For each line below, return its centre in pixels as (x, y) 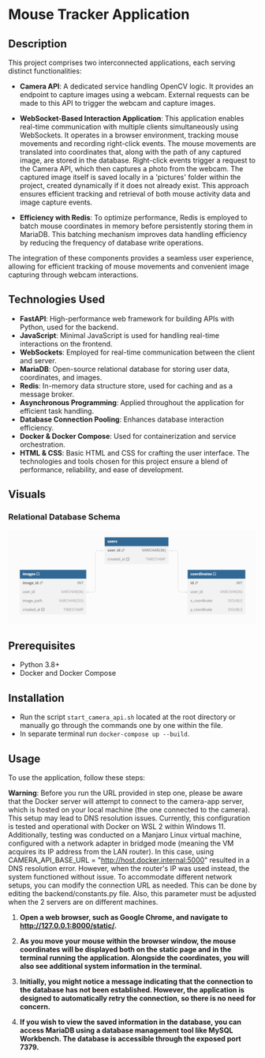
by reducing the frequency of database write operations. (111, 243)
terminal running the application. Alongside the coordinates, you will (134, 958)
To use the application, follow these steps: (77, 777)
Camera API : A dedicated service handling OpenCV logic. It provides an (136, 86)
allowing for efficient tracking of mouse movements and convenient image (129, 266)
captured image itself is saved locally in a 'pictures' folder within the (130, 177)
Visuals (27, 495)
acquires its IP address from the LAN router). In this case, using (111, 851)
